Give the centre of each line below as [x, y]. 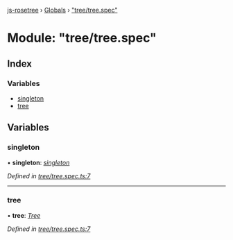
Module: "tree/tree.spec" [82, 38]
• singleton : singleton [38, 162]
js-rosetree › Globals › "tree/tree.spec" [62, 10]
